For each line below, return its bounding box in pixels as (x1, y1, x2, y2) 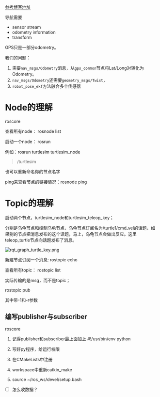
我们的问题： (5, 55, 31, 61)
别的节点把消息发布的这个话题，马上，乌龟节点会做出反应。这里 (9, 231, 137, 237)
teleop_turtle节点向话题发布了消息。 (5, 237, 77, 243)
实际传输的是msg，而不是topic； (5, 277, 71, 283)
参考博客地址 (5, 4, 31, 10)
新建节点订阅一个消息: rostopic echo (5, 256, 78, 263)
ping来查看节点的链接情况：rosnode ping (5, 179, 87, 185)
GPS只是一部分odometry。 (5, 45, 59, 50)
